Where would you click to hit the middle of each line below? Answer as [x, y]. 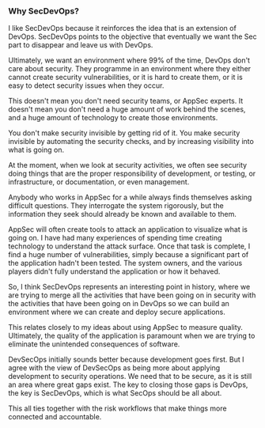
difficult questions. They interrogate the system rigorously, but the [116, 206]
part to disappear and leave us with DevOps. [81, 45]
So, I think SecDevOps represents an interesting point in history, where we [129, 287]
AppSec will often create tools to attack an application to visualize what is [128, 229]
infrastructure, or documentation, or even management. [99, 182]
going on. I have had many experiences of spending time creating [115, 238]
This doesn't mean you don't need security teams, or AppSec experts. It [126, 101]
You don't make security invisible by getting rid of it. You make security [124, 133]
